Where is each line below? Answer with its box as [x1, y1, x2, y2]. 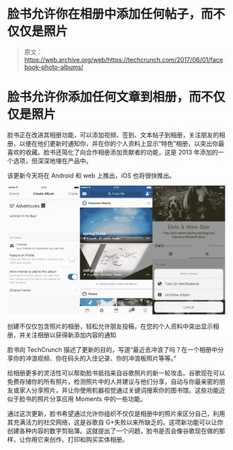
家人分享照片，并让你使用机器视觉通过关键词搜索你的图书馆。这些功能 [19, 386, 219, 394]
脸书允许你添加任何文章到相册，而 [7, 89, 202, 105]
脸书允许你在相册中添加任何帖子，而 [7, 6, 214, 22]
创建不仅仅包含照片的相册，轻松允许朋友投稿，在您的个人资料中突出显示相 [7, 322, 219, 330]
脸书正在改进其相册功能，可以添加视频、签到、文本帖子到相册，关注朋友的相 [7, 131, 225, 139]
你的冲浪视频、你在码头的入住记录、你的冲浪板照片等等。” [12, 354, 177, 362]
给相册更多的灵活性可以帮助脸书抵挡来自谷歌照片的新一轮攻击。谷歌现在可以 [7, 368, 225, 377]
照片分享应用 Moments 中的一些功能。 [37, 395, 147, 403]
